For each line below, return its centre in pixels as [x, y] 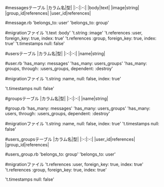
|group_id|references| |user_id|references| [48, 13]
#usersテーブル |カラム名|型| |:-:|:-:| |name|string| [55, 54]
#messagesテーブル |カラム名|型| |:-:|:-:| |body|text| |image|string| [72, 8]
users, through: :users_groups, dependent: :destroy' [58, 114]
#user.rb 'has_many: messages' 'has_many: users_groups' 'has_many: [76, 63]
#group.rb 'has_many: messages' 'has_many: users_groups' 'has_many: [78, 108]
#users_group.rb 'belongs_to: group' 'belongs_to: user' [60, 154]
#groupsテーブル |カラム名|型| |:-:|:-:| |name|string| [57, 98]
